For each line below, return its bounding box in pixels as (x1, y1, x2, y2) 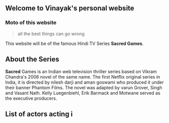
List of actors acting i (5, 109, 73, 118)
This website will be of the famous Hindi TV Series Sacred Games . (5, 40, 144, 46)
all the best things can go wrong (17, 30, 85, 37)
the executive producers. (5, 95, 57, 101)
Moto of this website (5, 19, 57, 26)
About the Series (5, 55, 60, 64)
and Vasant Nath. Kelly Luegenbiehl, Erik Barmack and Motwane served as (5, 90, 160, 96)
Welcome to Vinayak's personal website (5, 4, 135, 13)
